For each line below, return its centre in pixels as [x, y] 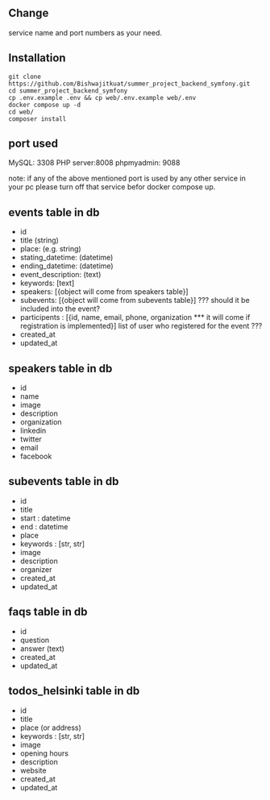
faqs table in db [48, 612]
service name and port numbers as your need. [85, 32]
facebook [36, 456]
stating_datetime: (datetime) [66, 258]
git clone [25, 77]
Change [29, 13]
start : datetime [45, 518]
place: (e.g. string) [51, 249]
